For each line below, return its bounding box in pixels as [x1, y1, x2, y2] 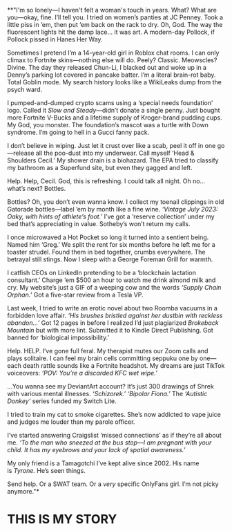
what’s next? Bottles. [7, 185, 66, 192]
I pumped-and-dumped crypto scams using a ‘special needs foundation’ [7, 99, 213, 106]
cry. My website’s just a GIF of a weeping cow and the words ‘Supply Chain [7, 283, 222, 291]
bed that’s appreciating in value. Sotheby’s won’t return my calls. [7, 220, 191, 227]
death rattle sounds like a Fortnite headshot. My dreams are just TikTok [23, 362, 225, 369]
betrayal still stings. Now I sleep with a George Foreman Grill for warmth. [7, 255, 213, 263]
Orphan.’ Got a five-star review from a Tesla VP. [7, 290, 144, 299]
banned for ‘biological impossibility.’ [7, 333, 109, 342]
